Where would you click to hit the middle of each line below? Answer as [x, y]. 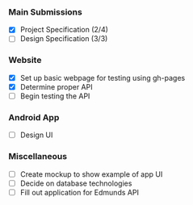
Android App [34, 117]
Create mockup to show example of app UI [91, 174]
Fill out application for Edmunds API [80, 192]
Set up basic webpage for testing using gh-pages [103, 77]
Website [25, 61]
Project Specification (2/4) [64, 30]
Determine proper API [56, 86]
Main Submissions [45, 12]
